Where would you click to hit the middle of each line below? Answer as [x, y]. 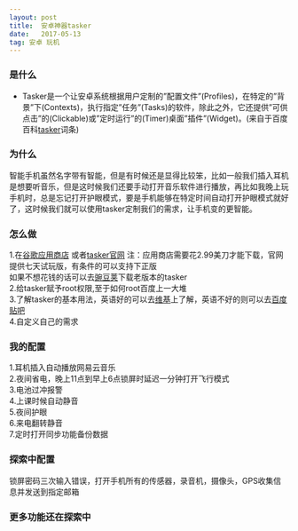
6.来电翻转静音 [36, 424]
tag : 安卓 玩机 [35, 42]
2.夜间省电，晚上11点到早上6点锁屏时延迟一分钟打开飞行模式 [119, 379]
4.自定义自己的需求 [44, 321]
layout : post [33, 17]
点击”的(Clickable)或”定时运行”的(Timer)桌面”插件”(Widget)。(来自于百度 [155, 118]
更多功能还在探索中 [50, 517]
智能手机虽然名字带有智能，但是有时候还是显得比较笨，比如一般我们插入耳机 [149, 175]
